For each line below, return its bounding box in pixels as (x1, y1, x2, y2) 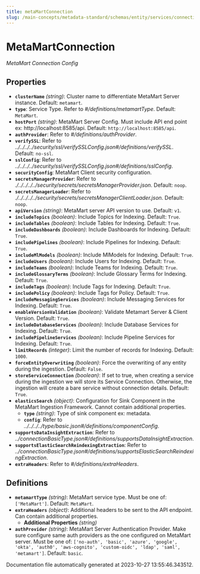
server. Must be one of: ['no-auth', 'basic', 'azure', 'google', (14, 538, 177, 545)
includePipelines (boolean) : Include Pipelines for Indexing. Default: (14, 239, 181, 246)
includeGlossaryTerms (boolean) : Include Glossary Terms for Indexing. (14, 270, 187, 277)
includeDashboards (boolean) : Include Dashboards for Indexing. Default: (14, 226, 191, 233)
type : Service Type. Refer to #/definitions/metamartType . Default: (14, 106, 176, 113)
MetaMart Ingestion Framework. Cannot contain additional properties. (14, 403, 186, 411)
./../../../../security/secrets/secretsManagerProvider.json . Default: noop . (14, 181, 187, 189)
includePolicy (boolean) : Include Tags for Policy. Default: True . (14, 289, 170, 297)
